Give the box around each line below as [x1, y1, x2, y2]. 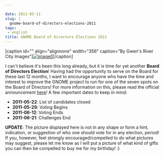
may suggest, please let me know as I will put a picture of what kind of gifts [5, 140, 159, 146]
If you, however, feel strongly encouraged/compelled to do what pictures [5, 135, 154, 141]
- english [7, 30, 28, 35]
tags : [5, 25, 16, 30]
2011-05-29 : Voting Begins [12, 104, 68, 110]
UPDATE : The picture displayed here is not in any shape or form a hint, [5, 124, 149, 130]
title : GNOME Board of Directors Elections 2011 [5, 35, 107, 40]
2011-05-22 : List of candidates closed [12, 99, 90, 104]
